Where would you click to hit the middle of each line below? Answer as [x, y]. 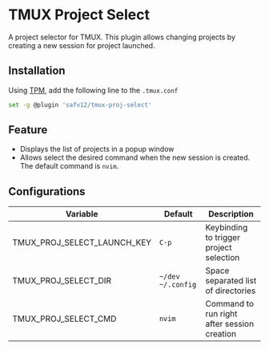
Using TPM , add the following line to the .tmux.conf [93, 90]
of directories [231, 291]
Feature [28, 130]
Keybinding [227, 228]
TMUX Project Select [79, 15]
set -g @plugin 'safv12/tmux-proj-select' [80, 105]
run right [221, 314]
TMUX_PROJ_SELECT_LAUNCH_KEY [82, 242]
